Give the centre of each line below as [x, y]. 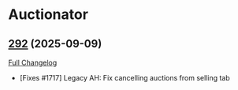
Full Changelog [33, 62]
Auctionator [48, 15]
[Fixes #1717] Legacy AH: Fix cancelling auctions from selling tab [125, 78]
